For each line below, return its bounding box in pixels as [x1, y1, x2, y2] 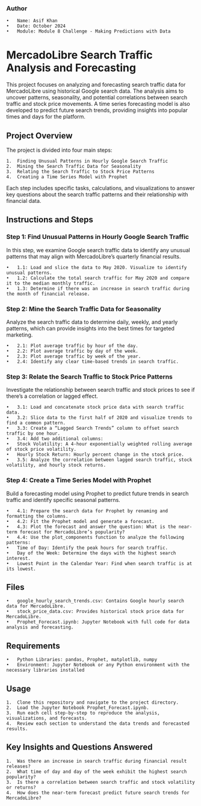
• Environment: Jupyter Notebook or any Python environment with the [6, 662, 190, 668]
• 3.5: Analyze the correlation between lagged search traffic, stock [6, 457, 193, 463]
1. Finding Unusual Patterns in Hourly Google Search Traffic [6, 158, 169, 164]
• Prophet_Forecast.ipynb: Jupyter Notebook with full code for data [6, 619, 190, 625]
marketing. [6, 331, 33, 338]
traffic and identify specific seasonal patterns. [6, 496, 120, 503]
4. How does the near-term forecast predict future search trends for [6, 790, 190, 796]
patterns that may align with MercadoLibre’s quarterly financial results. [6, 253, 181, 260]
